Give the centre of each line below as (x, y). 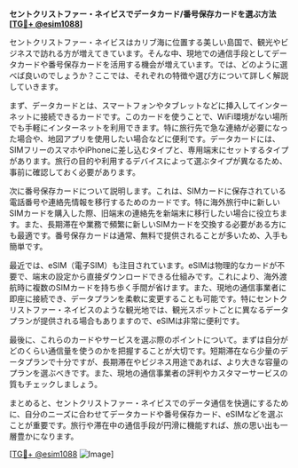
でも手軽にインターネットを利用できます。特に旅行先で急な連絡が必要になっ (149, 127)
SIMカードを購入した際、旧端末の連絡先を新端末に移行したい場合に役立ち (145, 213)
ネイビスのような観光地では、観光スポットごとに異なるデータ (176, 309)
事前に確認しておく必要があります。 (74, 172)
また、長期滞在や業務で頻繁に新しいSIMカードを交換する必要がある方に (155, 224)
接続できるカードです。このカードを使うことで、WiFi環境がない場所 (164, 116)
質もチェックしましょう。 (56, 384)
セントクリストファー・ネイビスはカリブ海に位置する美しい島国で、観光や (145, 42)
